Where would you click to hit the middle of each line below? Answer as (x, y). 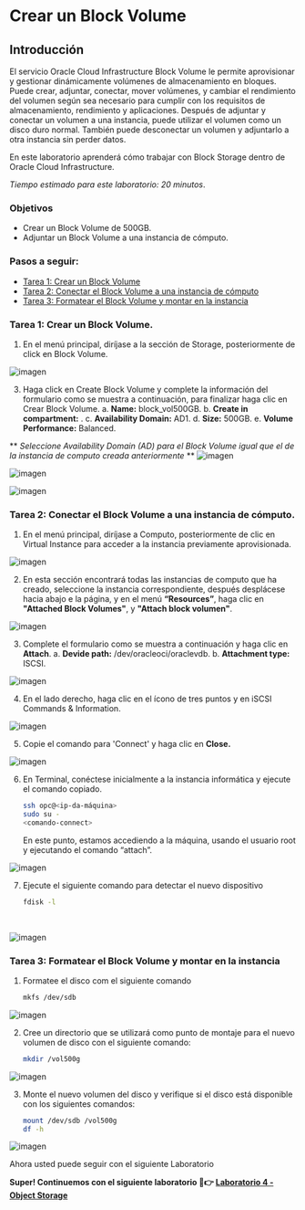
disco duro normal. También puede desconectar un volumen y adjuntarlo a (149, 130)
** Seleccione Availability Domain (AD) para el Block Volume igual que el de (152, 446)
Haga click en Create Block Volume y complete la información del (145, 389)
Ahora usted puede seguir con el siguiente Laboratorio (112, 1164)
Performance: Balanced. (69, 428)
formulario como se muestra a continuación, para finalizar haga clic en (155, 399)
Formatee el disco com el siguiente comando (107, 980)
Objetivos (31, 208)
